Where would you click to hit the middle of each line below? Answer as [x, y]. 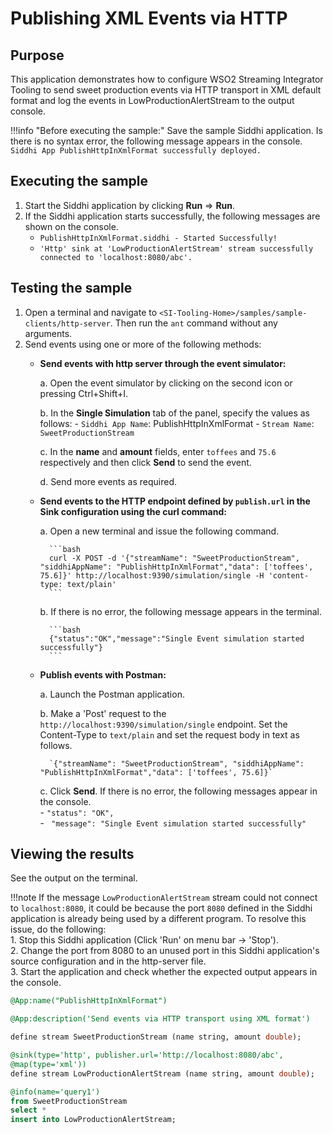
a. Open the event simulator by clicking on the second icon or [166, 383]
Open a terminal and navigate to [91, 312]
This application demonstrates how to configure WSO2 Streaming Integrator [167, 79]
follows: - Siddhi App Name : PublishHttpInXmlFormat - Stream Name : [177, 423]
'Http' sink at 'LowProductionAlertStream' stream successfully [176, 248]
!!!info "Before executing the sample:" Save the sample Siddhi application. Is [166, 130]
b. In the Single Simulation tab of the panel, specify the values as [174, 413]
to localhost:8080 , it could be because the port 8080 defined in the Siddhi [161, 908]
